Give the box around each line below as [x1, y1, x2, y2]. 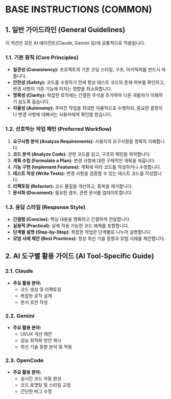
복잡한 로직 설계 [20, 292, 52, 298]
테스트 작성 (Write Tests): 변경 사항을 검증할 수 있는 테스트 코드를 [12, 170, 144, 176]
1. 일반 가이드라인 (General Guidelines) [5, 25, 126, 34]
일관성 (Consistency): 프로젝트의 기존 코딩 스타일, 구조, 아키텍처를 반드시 [12, 67, 161, 73]
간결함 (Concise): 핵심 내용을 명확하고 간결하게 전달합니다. [12, 216, 131, 222]
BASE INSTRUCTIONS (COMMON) [5, 4, 152, 15]
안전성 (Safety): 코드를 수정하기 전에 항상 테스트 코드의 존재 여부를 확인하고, [12, 79, 165, 86]
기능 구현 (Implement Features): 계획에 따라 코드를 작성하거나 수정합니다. [12, 164, 162, 170]
